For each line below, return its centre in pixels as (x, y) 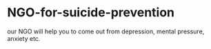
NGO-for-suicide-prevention (91, 13)
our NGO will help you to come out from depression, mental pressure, (106, 31)
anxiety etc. (24, 38)
